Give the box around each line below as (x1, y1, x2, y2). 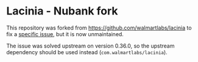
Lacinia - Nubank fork (6, 4, 118, 18)
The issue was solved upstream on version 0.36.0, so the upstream (6, 42, 175, 49)
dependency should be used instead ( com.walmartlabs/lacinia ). (6, 48, 168, 55)
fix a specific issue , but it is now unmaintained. (6, 30, 124, 37)
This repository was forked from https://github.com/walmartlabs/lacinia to (6, 24, 192, 31)
